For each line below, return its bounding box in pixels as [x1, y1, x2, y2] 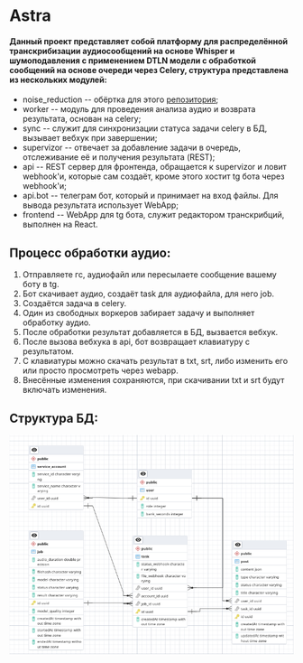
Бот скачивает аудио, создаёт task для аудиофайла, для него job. [22, 288, 275, 299]
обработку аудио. [22, 317, 92, 328]
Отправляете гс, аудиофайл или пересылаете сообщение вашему [22, 269, 277, 280]
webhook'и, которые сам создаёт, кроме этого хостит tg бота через [22, 171, 285, 182]
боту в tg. [22, 279, 60, 290]
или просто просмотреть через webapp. [22, 365, 179, 376]
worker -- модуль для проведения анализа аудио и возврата [22, 104, 256, 115]
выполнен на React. [22, 219, 98, 230]
